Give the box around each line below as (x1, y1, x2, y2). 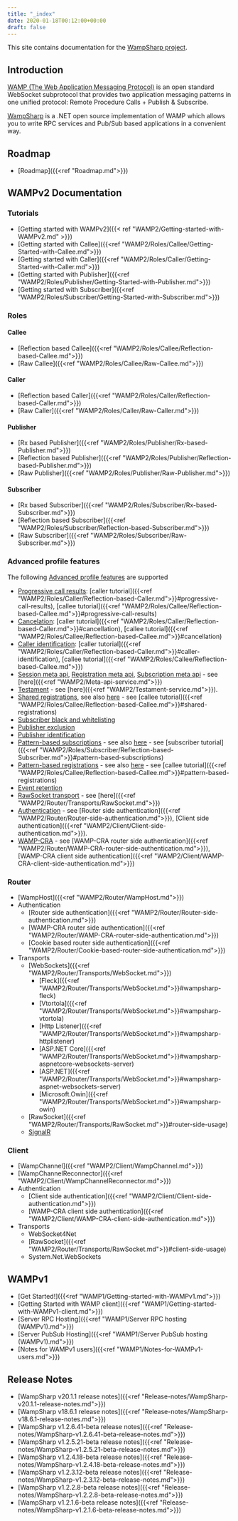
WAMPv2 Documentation (7, 187, 122, 199)
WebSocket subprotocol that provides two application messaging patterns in (7, 90, 232, 99)
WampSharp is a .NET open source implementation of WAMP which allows (7, 112, 226, 120)
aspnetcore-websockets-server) (38, 1059, 134, 1069)
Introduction (7, 63, 64, 76)
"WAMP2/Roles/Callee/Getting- (121, 239, 215, 248)
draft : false (7, 24, 46, 31)
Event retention (17, 783, 63, 791)
